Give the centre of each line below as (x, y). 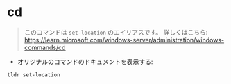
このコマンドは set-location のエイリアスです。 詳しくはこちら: (116, 32)
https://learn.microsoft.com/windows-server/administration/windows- (124, 40)
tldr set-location (34, 75)
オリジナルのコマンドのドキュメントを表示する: (85, 61)
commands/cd (45, 47)
